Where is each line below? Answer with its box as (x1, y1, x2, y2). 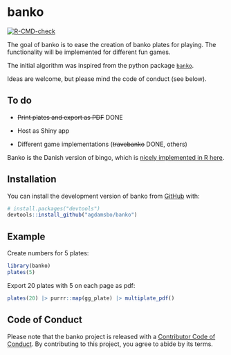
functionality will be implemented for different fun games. (7, 48, 171, 56)
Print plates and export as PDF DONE (17, 113, 123, 121)
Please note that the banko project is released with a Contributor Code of (7, 332, 216, 340)
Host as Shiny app (17, 126, 70, 135)
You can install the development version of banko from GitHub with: (7, 192, 200, 200)
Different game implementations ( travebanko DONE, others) (17, 140, 188, 148)
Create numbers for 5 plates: (7, 249, 89, 257)
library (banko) (7, 262, 51, 270)
